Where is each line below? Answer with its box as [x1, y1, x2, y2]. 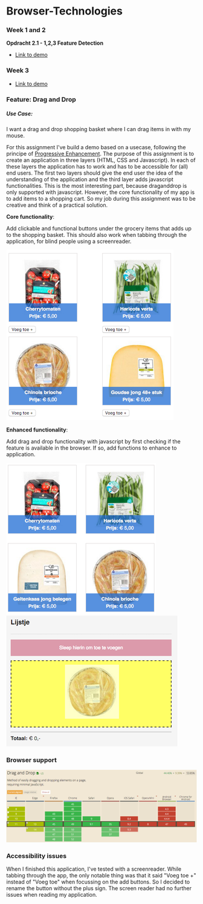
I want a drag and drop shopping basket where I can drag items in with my [6, 125, 192, 132]
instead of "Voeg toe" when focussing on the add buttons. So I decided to [6, 878, 190, 886]
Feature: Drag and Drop [6, 95, 77, 103]
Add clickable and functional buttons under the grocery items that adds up [6, 225, 192, 232]
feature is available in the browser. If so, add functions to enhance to [6, 444, 177, 451]
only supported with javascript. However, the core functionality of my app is [6, 189, 195, 196]
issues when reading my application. [6, 891, 98, 899]
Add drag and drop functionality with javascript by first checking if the [6, 437, 181, 445]
